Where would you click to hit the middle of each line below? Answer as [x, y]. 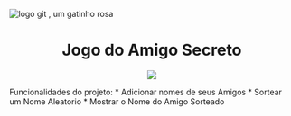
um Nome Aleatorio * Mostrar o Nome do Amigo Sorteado [117, 101]
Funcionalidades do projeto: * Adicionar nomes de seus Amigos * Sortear [146, 92]
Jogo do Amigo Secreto [152, 50]
